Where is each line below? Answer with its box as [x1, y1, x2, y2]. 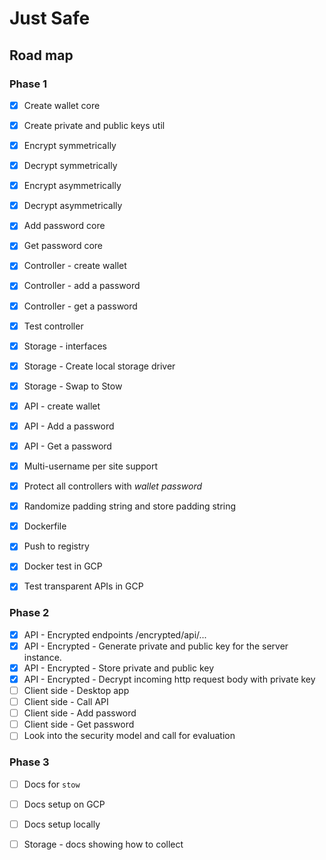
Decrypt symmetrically [23, 160, 118, 172]
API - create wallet [23, 400, 101, 412]
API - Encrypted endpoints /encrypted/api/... [23, 628, 207, 641]
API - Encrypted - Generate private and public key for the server [23, 640, 289, 652]
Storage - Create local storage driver [23, 360, 176, 372]
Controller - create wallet [23, 260, 127, 272]
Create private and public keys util [23, 119, 166, 131]
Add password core [23, 220, 106, 232]
